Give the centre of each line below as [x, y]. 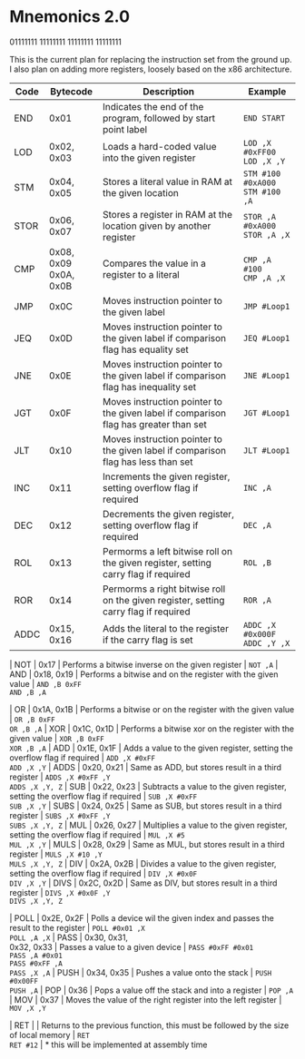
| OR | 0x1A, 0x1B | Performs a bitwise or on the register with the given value [152, 709]
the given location [141, 192]
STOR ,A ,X [267, 235]
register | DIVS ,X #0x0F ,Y [60, 892]
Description [168, 91]
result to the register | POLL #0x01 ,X [77, 927]
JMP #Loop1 [267, 306]
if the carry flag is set [148, 640]
